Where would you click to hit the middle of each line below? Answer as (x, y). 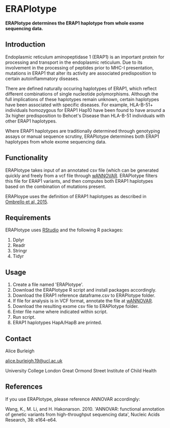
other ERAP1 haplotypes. (31, 121)
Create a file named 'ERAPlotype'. (48, 284)
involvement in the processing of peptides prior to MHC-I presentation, (80, 67)
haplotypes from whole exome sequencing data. (56, 141)
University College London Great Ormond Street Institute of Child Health (81, 371)
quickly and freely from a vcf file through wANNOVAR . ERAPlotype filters (81, 175)
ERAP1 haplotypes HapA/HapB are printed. (57, 323)
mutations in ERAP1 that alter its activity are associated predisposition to (81, 73)
